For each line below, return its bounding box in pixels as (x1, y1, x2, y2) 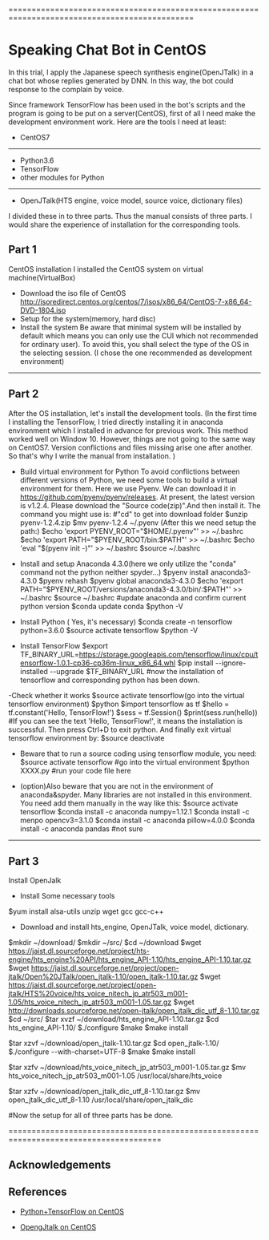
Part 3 (8, 854, 39, 868)
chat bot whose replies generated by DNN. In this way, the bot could (8, 75, 234, 85)
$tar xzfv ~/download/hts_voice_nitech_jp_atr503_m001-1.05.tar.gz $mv (8, 1063, 247, 1072)
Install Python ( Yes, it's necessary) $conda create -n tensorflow (19, 616, 233, 626)
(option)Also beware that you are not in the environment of (19, 781, 214, 790)
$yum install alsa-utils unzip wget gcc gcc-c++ (8, 907, 164, 916)
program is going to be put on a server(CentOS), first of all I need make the (8, 108, 256, 118)
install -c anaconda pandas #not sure (19, 823, 144, 834)
